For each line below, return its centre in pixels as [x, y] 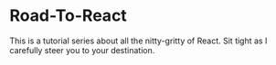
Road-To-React [69, 16]
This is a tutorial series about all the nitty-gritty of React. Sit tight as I [138, 41]
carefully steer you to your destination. [82, 50]
